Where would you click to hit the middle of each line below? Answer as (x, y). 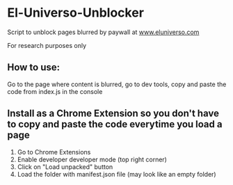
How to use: (34, 67)
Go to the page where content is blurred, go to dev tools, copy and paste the (117, 84)
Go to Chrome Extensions (54, 152)
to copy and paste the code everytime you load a (115, 124)
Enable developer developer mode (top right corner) (92, 159)
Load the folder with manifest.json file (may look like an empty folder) (117, 174)
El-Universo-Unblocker (76, 13)
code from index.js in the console (55, 91)
